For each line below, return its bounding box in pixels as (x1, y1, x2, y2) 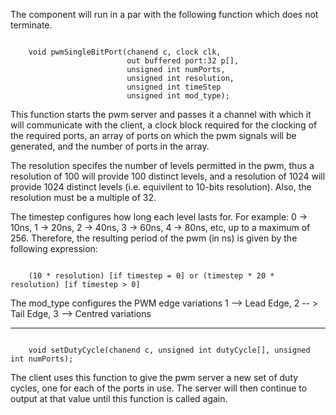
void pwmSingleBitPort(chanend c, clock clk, (28, 47, 222, 57)
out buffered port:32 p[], (126, 56, 240, 66)
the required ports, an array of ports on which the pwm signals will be (10, 130, 297, 141)
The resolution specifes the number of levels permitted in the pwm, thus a (10, 160, 315, 171)
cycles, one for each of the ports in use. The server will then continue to (10, 382, 308, 394)
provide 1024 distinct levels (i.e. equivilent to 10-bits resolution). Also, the (10, 181, 312, 193)
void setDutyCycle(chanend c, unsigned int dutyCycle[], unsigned (28, 345, 311, 355)
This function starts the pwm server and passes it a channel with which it (10, 109, 312, 120)
